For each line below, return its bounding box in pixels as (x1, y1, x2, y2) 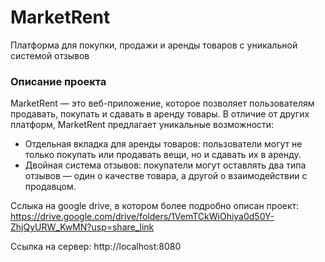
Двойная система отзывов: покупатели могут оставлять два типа (24, 159, 307, 171)
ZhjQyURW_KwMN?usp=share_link (10, 221, 155, 233)
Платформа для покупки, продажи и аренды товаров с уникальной (10, 39, 298, 51)
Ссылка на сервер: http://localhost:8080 (10, 241, 182, 253)
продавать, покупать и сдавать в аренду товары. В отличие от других (10, 108, 310, 120)
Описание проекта (10, 74, 107, 88)
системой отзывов (10, 49, 90, 61)
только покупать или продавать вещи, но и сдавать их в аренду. (24, 149, 302, 161)
